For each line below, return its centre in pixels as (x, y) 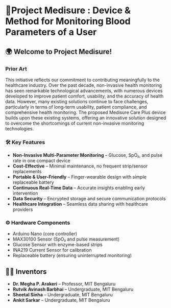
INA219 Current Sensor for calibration (52, 250)
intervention (25, 193)
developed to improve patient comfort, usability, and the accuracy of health (84, 96)
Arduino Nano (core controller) (45, 234)
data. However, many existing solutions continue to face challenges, (77, 101)
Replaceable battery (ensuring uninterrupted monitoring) (72, 255)
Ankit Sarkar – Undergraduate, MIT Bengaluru (61, 300)
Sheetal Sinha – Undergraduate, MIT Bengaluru (63, 295)
